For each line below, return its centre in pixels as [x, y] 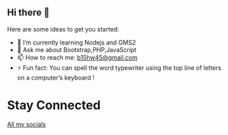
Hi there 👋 [28, 13]
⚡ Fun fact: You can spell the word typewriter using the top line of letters [119, 67]
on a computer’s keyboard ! [55, 77]
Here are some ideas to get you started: [63, 29]
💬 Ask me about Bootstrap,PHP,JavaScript [77, 49]
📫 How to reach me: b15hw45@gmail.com [77, 57]
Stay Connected [54, 105]
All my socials [27, 124]
